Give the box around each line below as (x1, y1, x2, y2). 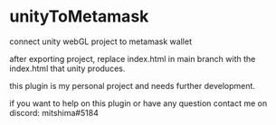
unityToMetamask (9, 6, 149, 27)
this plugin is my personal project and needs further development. (9, 80, 256, 91)
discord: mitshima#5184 (9, 107, 100, 118)
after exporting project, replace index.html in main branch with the (9, 53, 256, 64)
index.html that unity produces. (9, 63, 126, 74)
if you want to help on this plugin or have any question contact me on (9, 97, 268, 109)
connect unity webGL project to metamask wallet (9, 36, 193, 47)
